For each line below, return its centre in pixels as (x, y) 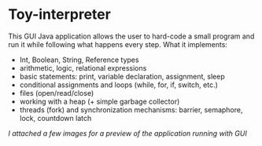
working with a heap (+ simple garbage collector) (100, 101)
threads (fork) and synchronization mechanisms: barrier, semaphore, (131, 109)
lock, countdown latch (55, 118)
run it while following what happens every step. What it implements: (118, 44)
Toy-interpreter (60, 15)
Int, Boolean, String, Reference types (79, 60)
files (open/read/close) (57, 93)
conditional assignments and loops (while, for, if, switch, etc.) (119, 85)
